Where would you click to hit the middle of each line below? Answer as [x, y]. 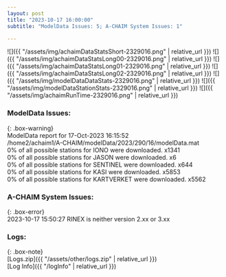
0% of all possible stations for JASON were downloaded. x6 [92, 157]
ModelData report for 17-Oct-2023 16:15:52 [68, 135]
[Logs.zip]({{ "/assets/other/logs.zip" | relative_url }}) [82, 259]
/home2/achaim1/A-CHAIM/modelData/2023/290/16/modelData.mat [103, 143]
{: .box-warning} [30, 128]
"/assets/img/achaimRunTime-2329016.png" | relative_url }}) [93, 95]
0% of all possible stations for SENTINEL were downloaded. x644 [100, 165]
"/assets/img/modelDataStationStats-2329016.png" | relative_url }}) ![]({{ [110, 88]
